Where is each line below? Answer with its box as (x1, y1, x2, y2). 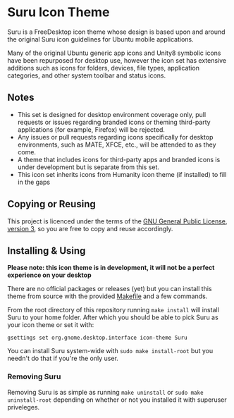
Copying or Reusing (7, 198, 97, 210)
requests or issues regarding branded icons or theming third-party (17, 118, 211, 126)
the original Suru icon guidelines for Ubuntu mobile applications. (7, 35, 194, 43)
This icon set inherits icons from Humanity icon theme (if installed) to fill (17, 170, 227, 178)
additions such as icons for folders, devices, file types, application (7, 63, 199, 72)
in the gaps (17, 178, 51, 186)
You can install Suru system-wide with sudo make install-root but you (7, 347, 214, 355)
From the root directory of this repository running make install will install (7, 306, 220, 314)
